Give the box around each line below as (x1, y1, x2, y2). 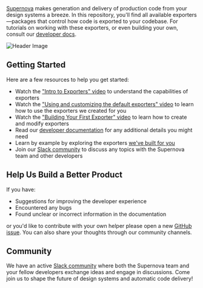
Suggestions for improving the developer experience (15, 197, 147, 205)
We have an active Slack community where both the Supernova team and (6, 262, 190, 269)
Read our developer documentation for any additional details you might (15, 126, 193, 133)
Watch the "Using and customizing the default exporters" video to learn (15, 100, 194, 108)
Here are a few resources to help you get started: (6, 76, 129, 83)
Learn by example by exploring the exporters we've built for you (15, 139, 176, 146)
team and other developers (15, 152, 83, 159)
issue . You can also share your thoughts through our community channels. (6, 229, 192, 236)
